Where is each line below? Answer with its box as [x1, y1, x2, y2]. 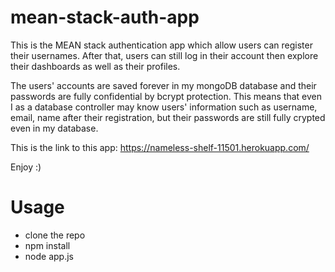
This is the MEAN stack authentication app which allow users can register [10, 39, 313, 51]
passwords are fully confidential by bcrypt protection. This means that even [10, 90, 322, 102]
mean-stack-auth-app [10, 6, 200, 29]
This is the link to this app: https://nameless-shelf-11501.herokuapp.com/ [10, 141, 310, 153]
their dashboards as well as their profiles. [10, 60, 181, 72]
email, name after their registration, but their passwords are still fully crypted [10, 111, 326, 123]
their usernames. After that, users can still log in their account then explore [10, 49, 319, 61]
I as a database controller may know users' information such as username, [10, 101, 318, 113]
